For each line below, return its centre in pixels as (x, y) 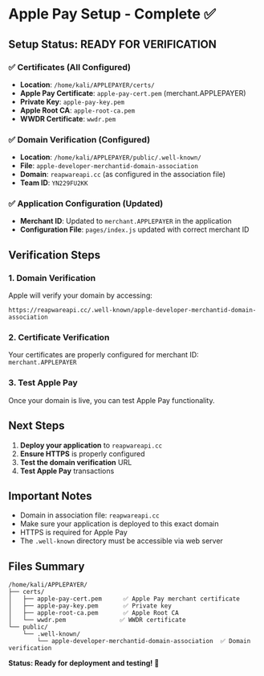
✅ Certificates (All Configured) (69, 67)
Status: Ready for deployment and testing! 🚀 (84, 663)
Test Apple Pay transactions (67, 471)
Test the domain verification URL (76, 462)
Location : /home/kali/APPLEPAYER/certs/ (87, 84)
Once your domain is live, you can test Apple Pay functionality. (112, 400)
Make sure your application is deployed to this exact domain (119, 524)
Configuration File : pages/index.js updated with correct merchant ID (134, 229)
